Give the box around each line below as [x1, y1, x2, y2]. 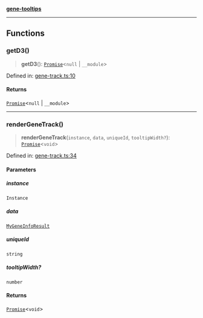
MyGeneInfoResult [6, 223, 50, 229]
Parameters [6, 166, 36, 173]
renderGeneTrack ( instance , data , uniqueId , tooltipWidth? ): [21, 134, 170, 141]
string [6, 251, 23, 257]
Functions [6, 28, 45, 39]
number [6, 279, 23, 285]
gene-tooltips [6, 5, 42, 12]
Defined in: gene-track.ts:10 [6, 72, 76, 79]
